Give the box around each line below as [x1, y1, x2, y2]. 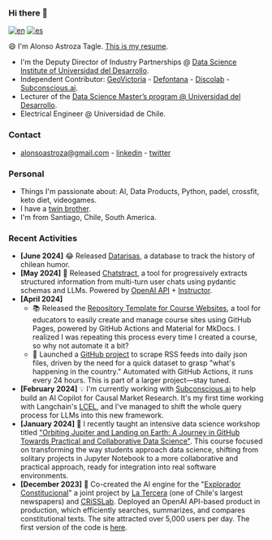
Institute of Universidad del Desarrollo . [19, 66, 149, 76]
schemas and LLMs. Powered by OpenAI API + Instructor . [19, 286, 213, 296]
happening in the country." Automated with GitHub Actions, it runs [32, 367, 253, 377]
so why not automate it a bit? [32, 341, 129, 351]
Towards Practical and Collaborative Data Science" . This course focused [19, 436, 263, 446]
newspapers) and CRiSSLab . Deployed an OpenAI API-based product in [19, 497, 261, 507]
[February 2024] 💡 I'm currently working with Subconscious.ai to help [19, 384, 257, 394]
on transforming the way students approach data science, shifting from [19, 445, 259, 455]
